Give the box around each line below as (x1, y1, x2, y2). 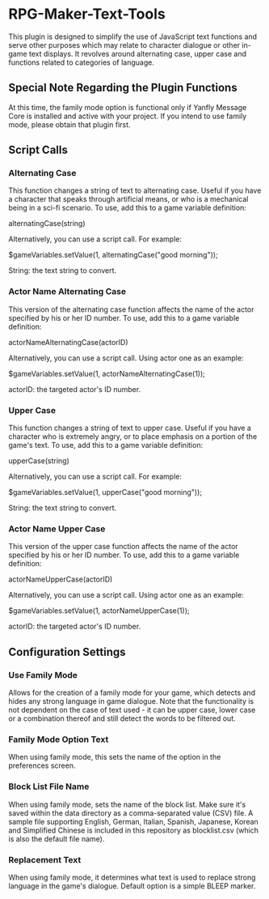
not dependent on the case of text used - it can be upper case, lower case (8, 705, 256, 715)
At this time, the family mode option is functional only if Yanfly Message (8, 102, 247, 112)
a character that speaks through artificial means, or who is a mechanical (8, 194, 249, 204)
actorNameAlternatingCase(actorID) (8, 337, 128, 347)
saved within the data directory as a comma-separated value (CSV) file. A (8, 807, 254, 818)
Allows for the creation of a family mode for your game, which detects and (8, 688, 256, 697)
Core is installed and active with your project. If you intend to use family (8, 111, 247, 121)
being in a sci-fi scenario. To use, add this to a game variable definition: (8, 203, 246, 213)
